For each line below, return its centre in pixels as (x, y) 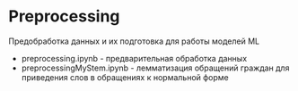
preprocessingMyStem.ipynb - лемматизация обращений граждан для (155, 68)
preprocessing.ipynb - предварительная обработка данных (134, 58)
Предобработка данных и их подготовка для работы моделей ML (134, 41)
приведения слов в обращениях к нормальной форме (125, 77)
